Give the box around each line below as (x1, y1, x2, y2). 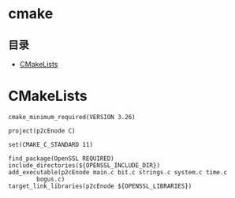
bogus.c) (36, 175, 65, 183)
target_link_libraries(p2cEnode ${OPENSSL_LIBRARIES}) (8, 182, 192, 190)
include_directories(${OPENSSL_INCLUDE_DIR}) (8, 161, 160, 170)
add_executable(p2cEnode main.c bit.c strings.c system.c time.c (8, 168, 227, 176)
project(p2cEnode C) (8, 127, 76, 135)
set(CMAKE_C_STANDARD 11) (8, 140, 93, 148)
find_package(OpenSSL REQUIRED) (8, 155, 114, 163)
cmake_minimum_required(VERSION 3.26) (8, 113, 136, 121)
